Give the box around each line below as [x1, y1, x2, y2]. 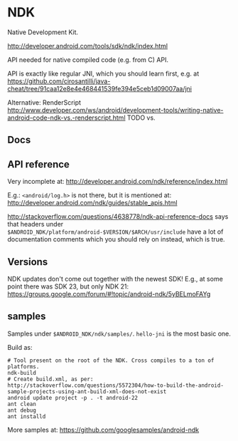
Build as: [7, 343, 33, 351]
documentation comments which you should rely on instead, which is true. [7, 235, 225, 244]
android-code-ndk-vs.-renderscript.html [7, 113, 126, 122]
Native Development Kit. [7, 28, 79, 36]
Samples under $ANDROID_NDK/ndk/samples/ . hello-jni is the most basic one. [7, 329, 231, 338]
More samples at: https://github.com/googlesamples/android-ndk [7, 425, 200, 434]
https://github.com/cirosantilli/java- [7, 76, 111, 85]
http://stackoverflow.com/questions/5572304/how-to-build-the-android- [7, 382, 224, 389]
